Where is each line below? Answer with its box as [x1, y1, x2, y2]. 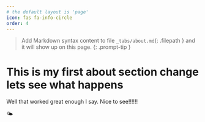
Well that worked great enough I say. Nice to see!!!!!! [6, 98, 138, 106]
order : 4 [6, 20, 29, 26]
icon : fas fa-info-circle [6, 15, 72, 21]
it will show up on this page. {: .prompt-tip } [21, 43, 131, 51]
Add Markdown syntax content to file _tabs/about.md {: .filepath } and [21, 37, 196, 45]
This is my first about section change [6, 65, 199, 79]
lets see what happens [6, 77, 124, 91]
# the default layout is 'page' [6, 9, 89, 15]
